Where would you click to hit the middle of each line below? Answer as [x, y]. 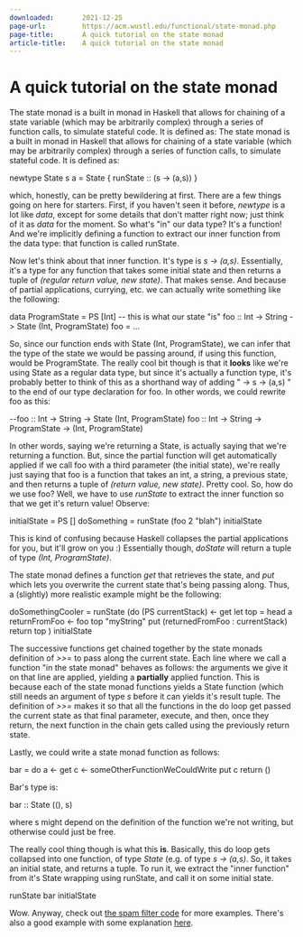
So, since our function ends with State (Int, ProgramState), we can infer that [150, 344]
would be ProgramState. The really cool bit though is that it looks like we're [149, 363]
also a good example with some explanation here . [101, 923]
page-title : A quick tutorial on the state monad [116, 34]
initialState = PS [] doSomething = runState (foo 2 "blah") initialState [136, 521]
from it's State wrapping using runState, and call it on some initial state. [142, 878]
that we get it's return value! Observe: [80, 504]
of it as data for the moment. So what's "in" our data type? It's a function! [146, 224]
